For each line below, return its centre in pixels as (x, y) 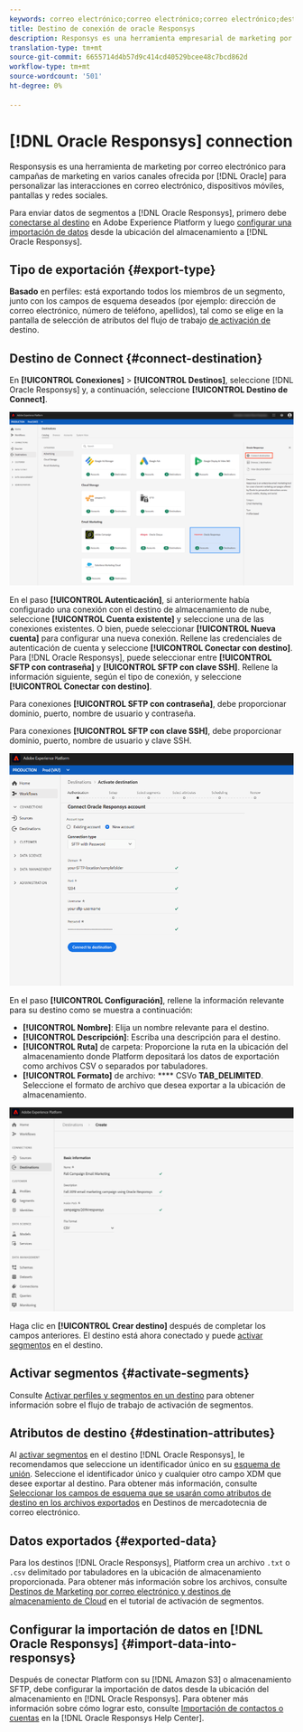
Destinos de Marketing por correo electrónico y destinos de (120, 1592)
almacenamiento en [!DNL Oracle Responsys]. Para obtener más (129, 1699)
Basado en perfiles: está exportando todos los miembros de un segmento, (147, 292)
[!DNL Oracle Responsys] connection (151, 141)
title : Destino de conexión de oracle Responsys (102, 28)
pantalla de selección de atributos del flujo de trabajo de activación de (140, 320)
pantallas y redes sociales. (59, 195)
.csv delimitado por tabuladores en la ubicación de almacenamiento (135, 1572)
